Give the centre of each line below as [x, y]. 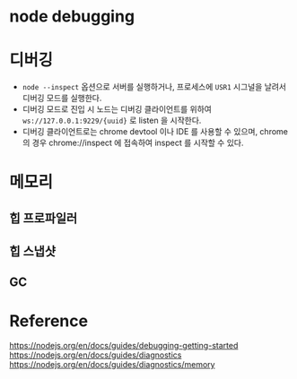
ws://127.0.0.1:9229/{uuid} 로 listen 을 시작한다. [112, 121]
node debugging [72, 17]
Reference [48, 321]
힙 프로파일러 [44, 218]
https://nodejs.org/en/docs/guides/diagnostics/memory [112, 365]
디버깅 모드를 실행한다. [62, 98]
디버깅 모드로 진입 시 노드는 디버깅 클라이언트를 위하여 [117, 109]
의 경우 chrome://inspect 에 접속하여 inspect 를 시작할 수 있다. [133, 143]
